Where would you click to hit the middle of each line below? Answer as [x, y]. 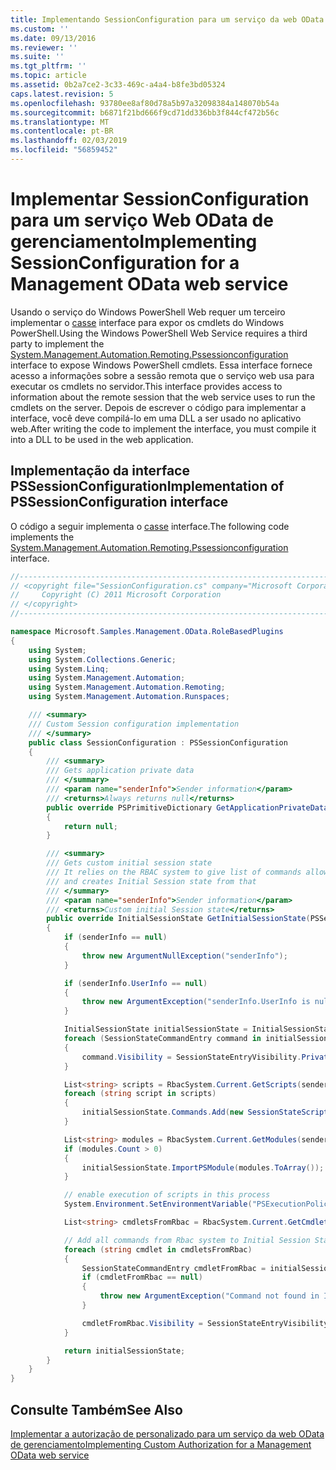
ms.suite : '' [37, 57]
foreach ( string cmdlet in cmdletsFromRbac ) [158, 1249]
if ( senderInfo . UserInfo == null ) [135, 983]
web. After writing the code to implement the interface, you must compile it [163, 428]
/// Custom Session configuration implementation [134, 724]
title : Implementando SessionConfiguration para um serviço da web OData [167, 19]
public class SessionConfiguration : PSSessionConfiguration [158, 742]
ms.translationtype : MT [60, 122]
